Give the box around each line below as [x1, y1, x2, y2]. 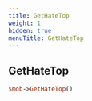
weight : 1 [8, 19, 42, 27]
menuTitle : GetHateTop [8, 34, 84, 42]
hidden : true [8, 26, 52, 34]
